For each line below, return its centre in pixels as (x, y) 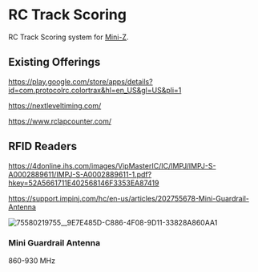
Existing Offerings (54, 62)
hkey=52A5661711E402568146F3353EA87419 (84, 183)
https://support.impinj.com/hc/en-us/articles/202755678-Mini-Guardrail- (129, 198)
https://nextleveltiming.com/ (55, 105)
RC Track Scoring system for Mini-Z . (69, 37)
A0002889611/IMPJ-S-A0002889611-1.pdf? (80, 174)
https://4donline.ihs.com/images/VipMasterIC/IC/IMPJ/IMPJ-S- (112, 165)
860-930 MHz (32, 260)
